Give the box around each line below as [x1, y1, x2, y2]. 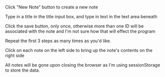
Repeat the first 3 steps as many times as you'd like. [5, 38, 111, 44]
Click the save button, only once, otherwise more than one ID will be [5, 23, 144, 29]
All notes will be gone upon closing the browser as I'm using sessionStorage [5, 62, 161, 68]
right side [5, 52, 25, 58]
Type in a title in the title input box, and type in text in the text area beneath [5, 14, 158, 19]
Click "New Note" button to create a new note [5, 4, 98, 10]
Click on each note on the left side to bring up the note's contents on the [5, 48, 153, 53]
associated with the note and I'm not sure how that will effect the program [5, 28, 156, 34]
